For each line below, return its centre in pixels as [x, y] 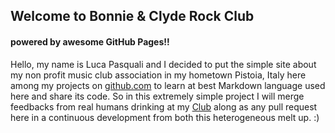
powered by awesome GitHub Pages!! [90, 41]
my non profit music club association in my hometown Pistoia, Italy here [158, 75]
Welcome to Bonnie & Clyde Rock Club [132, 16]
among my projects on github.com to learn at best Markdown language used [168, 85]
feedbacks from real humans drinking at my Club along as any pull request [164, 106]
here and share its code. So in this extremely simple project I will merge [157, 96]
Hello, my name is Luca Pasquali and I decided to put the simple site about [163, 64]
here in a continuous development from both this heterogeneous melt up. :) [165, 117]
